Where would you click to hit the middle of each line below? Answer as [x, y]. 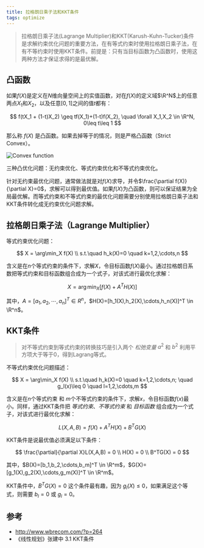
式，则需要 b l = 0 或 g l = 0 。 [42, 495]
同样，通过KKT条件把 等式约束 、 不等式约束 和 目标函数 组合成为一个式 [105, 406]
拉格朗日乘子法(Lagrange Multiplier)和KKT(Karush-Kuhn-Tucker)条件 [107, 36]
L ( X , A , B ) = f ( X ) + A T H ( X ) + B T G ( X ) [102, 427]
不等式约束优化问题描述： [38, 368]
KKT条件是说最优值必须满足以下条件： [54, 440]
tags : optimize [26, 18]
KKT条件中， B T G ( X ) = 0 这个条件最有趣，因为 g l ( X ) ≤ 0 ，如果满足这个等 [97, 486]
